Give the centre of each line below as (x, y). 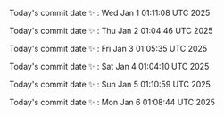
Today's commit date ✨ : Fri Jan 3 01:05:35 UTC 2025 (108, 49)
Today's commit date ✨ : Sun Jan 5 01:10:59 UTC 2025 (110, 84)
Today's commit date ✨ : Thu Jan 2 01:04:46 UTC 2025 (111, 31)
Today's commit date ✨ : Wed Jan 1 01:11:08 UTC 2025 (110, 13)
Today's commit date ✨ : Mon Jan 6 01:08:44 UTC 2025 (112, 102)
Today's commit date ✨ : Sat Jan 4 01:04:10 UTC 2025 (109, 66)
